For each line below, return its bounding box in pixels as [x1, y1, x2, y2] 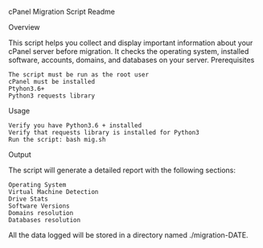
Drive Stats [8, 195, 48, 203]
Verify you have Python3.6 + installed [8, 122, 142, 130]
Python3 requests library [8, 92, 95, 100]
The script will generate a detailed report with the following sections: [8, 165, 236, 175]
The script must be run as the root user [8, 71, 150, 79]
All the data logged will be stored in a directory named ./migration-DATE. [8, 230, 249, 240]
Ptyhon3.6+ [8, 85, 45, 93]
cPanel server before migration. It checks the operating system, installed [8, 47, 249, 56]
